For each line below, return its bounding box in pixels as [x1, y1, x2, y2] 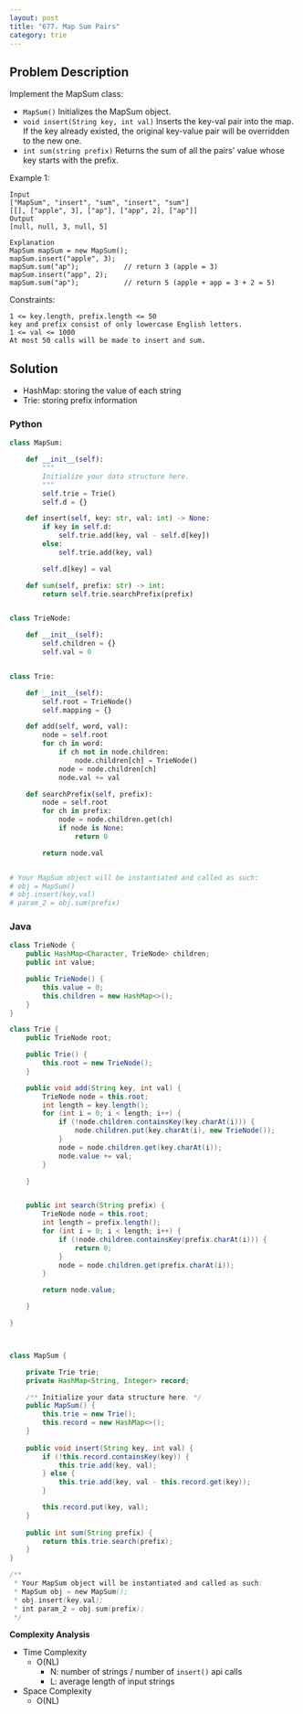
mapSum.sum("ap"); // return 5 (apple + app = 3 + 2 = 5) [9, 278, 276, 288]
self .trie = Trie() [42, 488, 117, 498]
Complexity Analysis [9, 1629, 90, 1640]
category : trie [9, 30, 68, 39]
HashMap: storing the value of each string [22, 385, 182, 396]
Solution [9, 360, 58, 376]
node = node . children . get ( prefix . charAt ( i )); [57, 1260, 235, 1269]
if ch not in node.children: [57, 747, 170, 757]
